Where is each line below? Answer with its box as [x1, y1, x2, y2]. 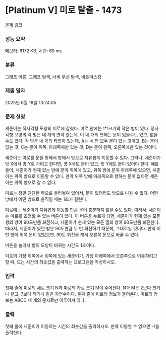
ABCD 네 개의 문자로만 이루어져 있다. [14, 297, 86, 303]
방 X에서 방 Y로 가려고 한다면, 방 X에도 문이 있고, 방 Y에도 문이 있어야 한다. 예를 [5, 161, 159, 167]
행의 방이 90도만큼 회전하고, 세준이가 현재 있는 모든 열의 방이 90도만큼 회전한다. [5, 219, 160, 225]
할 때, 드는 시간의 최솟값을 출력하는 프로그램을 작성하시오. [5, 259, 116, 265]
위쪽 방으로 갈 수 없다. [14, 179, 57, 185]
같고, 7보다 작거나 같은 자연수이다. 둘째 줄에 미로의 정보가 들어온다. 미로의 [10, 291, 153, 297]
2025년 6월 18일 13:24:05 [5, 99, 56, 105]
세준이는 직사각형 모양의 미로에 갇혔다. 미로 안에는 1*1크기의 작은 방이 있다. [5, 125, 150, 132]
